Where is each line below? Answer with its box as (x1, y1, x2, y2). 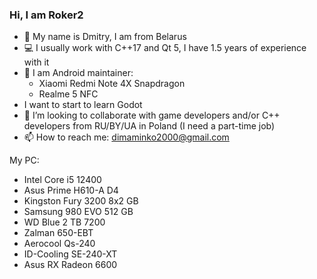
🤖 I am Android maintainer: (23, 67, 134, 79)
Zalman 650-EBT (23, 227, 94, 239)
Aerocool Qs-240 (23, 238, 96, 250)
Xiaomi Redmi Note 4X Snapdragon (38, 78, 186, 90)
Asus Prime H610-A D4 (23, 184, 119, 197)
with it (23, 56, 50, 68)
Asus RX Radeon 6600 (23, 259, 118, 271)
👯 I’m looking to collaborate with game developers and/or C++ (23, 109, 281, 122)
